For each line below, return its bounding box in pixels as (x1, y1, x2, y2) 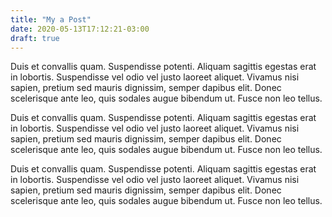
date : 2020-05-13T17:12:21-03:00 (10, 24, 150, 34)
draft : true (10, 33, 60, 43)
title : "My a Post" (10, 14, 92, 25)
